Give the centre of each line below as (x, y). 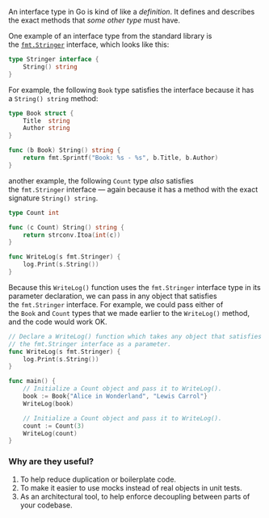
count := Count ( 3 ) (54, 426)
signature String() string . (53, 198)
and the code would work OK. (58, 322)
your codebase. (46, 505)
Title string (46, 120)
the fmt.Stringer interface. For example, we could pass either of (116, 304)
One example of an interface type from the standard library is (110, 36)
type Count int (34, 213)
